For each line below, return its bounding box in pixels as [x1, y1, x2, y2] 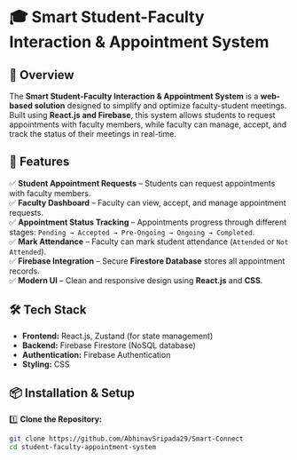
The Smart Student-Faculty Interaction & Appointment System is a [9, 91, 259, 101]
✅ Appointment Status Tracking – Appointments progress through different [9, 217, 287, 227]
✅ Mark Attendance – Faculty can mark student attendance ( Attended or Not [9, 236, 289, 247]
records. [9, 266, 40, 276]
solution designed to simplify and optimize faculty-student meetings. [34, 100, 287, 111]
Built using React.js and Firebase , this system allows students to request [9, 110, 276, 120]
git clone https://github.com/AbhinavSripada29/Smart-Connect [9, 434, 244, 444]
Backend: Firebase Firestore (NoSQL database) [21, 339, 197, 351]
